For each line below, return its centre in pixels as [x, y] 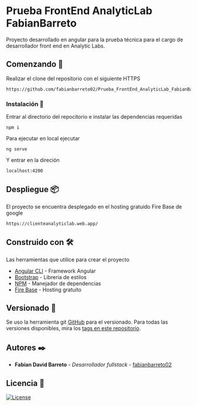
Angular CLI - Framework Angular [55, 271]
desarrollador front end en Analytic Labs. [56, 46]
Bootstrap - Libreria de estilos [50, 277]
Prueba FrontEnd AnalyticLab [79, 11]
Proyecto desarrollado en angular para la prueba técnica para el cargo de [95, 39]
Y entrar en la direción [33, 160]
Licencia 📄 [26, 383]
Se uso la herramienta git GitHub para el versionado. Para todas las [87, 322]
